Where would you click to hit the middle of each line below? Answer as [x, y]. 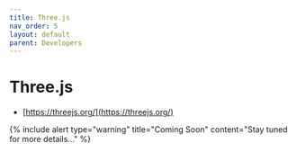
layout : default [40, 34]
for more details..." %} [50, 139]
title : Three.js [40, 18]
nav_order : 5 [34, 26]
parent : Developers [46, 43]
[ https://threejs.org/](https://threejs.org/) [98, 112]
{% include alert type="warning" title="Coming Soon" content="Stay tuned [148, 130]
